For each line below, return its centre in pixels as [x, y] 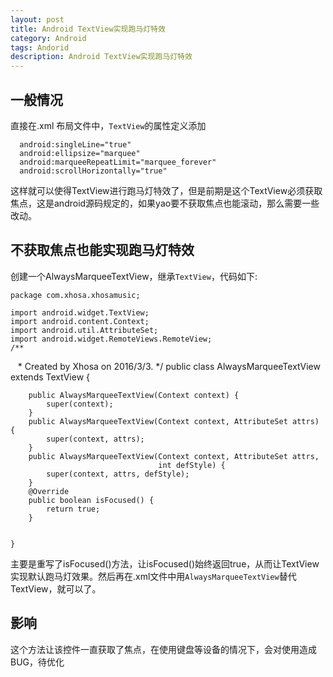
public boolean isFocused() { [91, 500]
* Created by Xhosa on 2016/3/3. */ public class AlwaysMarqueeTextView [169, 366]
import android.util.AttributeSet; [84, 330]
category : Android [48, 38]
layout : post [37, 19]
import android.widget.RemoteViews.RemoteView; [111, 339]
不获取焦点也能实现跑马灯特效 [102, 250]
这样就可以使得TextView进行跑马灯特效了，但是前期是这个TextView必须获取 [166, 190]
